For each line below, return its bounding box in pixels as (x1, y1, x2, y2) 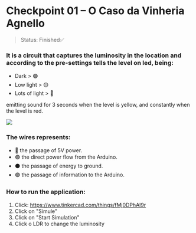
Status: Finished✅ (20, 36, 65, 43)
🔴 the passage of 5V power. (14, 146, 83, 154)
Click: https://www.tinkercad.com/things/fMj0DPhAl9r (14, 201, 146, 208)
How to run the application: (6, 188, 86, 196)
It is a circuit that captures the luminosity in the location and (6, 51, 182, 60)
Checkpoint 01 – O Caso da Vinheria (6, 4, 185, 18)
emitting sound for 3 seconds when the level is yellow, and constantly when (6, 101, 190, 109)
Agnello (6, 17, 45, 30)
